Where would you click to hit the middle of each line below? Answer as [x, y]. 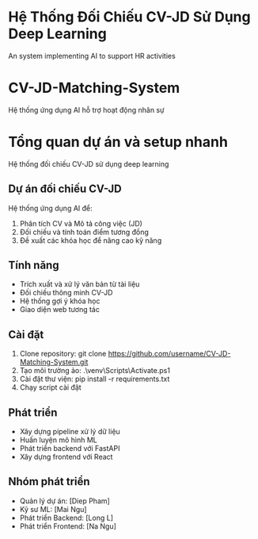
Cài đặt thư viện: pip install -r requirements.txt [95, 379]
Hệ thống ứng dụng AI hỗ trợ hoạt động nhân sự [86, 110]
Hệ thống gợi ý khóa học [60, 301]
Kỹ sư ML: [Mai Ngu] [53, 509]
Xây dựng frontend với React [66, 457]
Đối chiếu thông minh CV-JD [66, 293]
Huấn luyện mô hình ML [58, 440]
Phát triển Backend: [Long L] [66, 518]
